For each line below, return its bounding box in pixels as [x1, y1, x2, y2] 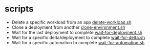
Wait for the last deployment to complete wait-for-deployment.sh [11, 29, 143, 35]
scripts [4, 3, 34, 14]
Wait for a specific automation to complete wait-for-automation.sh [11, 39, 145, 45]
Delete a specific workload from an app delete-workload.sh [11, 19, 132, 25]
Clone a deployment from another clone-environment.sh [11, 24, 126, 30]
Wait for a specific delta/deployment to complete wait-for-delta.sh [11, 35, 145, 40]
